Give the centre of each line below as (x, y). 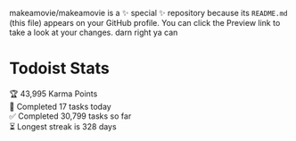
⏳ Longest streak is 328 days (63, 126)
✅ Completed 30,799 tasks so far (70, 116)
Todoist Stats (59, 68)
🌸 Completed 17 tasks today (60, 106)
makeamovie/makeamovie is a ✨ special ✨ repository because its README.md (148, 13)
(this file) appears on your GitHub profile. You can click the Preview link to (145, 23)
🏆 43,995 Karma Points (53, 94)
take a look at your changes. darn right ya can (94, 32)
